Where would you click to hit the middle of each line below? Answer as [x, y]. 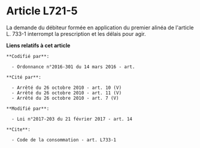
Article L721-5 [42, 11]
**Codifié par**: [28, 56]
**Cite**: [19, 129]
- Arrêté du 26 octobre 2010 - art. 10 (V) [66, 88]
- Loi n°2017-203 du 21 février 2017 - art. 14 [72, 119]
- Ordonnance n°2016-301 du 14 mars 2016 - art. [73, 67]
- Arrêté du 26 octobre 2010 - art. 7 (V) [65, 98]
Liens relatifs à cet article [38, 45]
